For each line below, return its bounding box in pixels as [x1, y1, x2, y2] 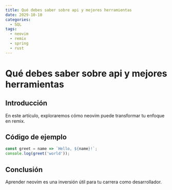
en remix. [5, 118, 25, 124]
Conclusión [5, 165, 43, 174]
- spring [10, 41, 29, 46]
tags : [5, 27, 17, 32]
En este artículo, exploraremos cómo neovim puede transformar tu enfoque [5, 112, 165, 118]
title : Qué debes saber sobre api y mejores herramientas [5, 7, 132, 13]
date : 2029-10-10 [5, 12, 43, 17]
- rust [10, 46, 24, 51]
